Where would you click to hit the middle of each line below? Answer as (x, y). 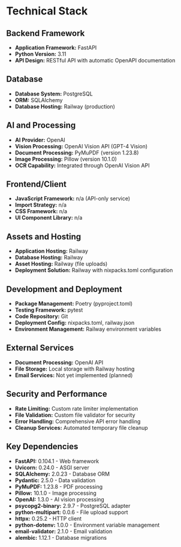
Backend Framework (46, 33)
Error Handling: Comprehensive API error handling (78, 421)
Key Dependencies (42, 446)
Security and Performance (57, 394)
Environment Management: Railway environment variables (88, 329)
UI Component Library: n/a (49, 218)
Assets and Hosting (44, 236)
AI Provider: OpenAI (40, 140)
